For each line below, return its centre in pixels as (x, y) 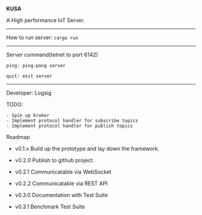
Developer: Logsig (29, 93)
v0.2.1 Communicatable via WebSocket (63, 172)
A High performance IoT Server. (46, 20)
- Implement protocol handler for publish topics (70, 126)
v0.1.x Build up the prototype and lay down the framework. (87, 149)
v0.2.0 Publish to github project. (54, 160)
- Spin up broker (28, 116)
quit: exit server (29, 76)
